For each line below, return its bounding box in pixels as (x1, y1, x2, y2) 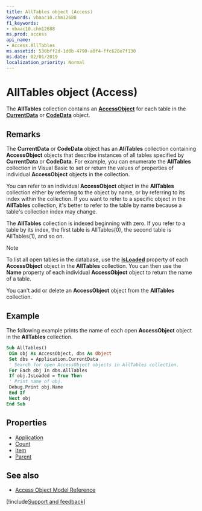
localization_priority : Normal (6, 59, 85, 65)
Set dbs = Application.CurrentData (8, 356, 98, 362)
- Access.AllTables (6, 43, 55, 49)
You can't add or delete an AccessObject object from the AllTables (6, 287, 175, 294)
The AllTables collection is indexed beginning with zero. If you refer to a (6, 220, 186, 227)
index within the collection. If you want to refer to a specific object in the (6, 195, 186, 203)
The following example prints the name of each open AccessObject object (6, 327, 192, 334)
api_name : (6, 37, 31, 43)
